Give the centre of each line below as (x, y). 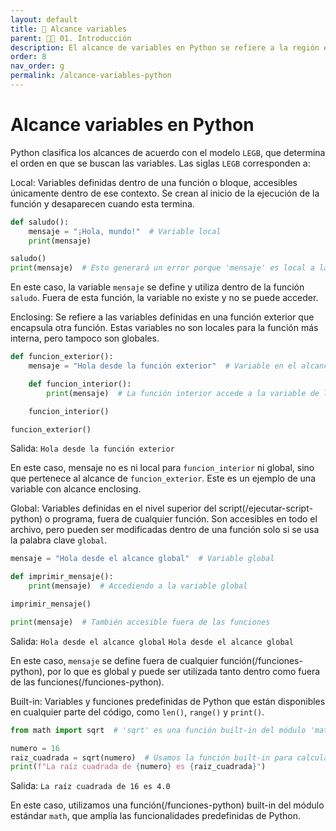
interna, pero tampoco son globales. (85, 338)
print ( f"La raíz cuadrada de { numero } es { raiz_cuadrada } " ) (138, 767)
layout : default (44, 19)
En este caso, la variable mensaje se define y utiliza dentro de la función (157, 287)
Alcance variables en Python (132, 125)
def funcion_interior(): (80, 384)
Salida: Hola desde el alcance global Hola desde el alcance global (152, 641)
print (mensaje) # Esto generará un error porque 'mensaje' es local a (162, 268)
